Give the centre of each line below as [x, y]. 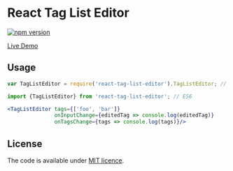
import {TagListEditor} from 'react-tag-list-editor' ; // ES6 [100, 96]
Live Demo [23, 45]
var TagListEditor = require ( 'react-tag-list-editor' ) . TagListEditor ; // [117, 84]
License [25, 143]
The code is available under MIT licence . [66, 160]
